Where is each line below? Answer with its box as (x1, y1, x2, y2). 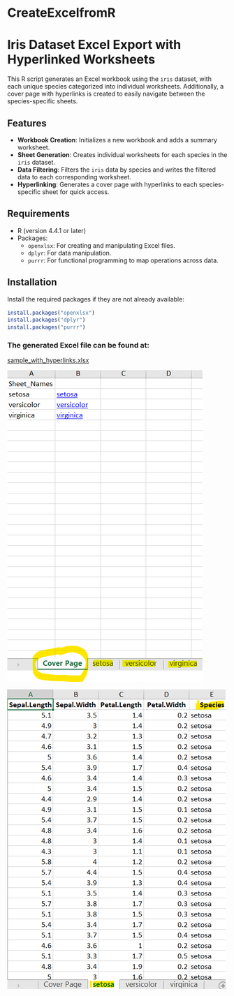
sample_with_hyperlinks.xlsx (7, 356, 89, 364)
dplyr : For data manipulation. (27, 248, 112, 257)
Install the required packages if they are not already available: (7, 295, 185, 303)
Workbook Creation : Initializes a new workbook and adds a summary (17, 135, 218, 144)
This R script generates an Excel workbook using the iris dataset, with (7, 75, 212, 83)
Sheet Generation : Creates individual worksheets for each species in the (17, 150, 228, 158)
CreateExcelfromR (7, 5, 116, 21)
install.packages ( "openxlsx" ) (7, 309, 96, 316)
